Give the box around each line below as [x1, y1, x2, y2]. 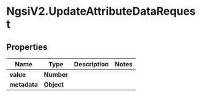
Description [73, 60, 109, 68]
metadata [9, 80, 38, 88]
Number [43, 71, 69, 79]
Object [43, 80, 64, 88]
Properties [6, 42, 48, 52]
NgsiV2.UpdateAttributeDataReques [6, 4, 196, 18]
